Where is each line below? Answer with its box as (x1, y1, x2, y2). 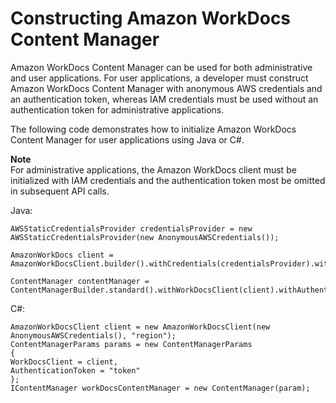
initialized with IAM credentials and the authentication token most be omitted (10, 174, 326, 186)
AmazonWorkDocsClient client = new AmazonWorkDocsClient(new (10, 322, 271, 332)
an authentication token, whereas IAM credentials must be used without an (10, 93, 319, 105)
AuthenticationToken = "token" (10, 365, 141, 376)
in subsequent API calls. (10, 185, 110, 197)
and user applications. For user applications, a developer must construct (10, 72, 309, 84)
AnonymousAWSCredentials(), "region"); (10, 330, 177, 341)
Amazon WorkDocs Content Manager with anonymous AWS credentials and (10, 82, 323, 94)
